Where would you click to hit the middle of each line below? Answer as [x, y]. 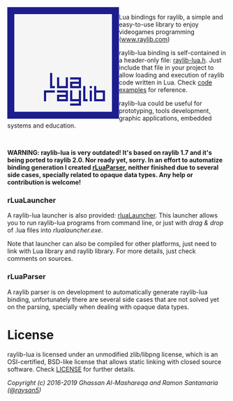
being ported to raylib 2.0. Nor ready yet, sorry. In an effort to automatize [115, 160]
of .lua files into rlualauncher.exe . [55, 230]
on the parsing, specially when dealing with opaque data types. [98, 307]
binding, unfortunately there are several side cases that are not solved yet [113, 299]
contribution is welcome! [44, 182]
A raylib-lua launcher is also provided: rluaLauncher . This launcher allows [113, 215]
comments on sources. [40, 259]
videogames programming [157, 32]
